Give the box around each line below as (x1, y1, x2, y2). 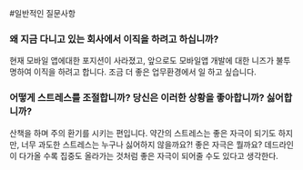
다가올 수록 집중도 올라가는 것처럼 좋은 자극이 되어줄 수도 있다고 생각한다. (18, 150, 279, 161)
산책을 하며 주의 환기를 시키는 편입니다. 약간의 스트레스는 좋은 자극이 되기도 (9, 127, 277, 138)
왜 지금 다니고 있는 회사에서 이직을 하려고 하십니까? (9, 33, 219, 45)
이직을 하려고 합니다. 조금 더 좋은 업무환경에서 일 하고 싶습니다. (33, 66, 257, 77)
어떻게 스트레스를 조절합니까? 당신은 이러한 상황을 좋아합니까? (9, 92, 265, 105)
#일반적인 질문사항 (9, 8, 76, 18)
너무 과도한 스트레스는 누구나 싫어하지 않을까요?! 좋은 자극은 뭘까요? (21, 139, 263, 150)
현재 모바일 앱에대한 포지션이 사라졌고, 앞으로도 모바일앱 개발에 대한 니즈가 (9, 55, 275, 66)
